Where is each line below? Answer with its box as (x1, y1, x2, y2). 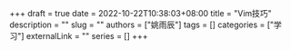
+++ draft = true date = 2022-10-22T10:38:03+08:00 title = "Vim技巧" (9, 8, 273, 18)
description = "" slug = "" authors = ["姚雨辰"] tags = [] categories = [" (9, 19, 275, 30)
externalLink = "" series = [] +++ (25, 31, 148, 41)
